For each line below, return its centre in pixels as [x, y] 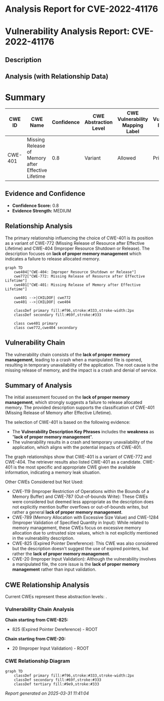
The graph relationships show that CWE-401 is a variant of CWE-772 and [78, 457]
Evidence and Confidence [45, 194]
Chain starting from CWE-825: [37, 620]
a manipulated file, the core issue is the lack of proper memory [76, 564]
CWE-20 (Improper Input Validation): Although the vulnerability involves [84, 559]
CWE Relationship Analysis [47, 585]
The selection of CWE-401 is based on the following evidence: [68, 422]
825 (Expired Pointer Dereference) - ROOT [55, 630]
